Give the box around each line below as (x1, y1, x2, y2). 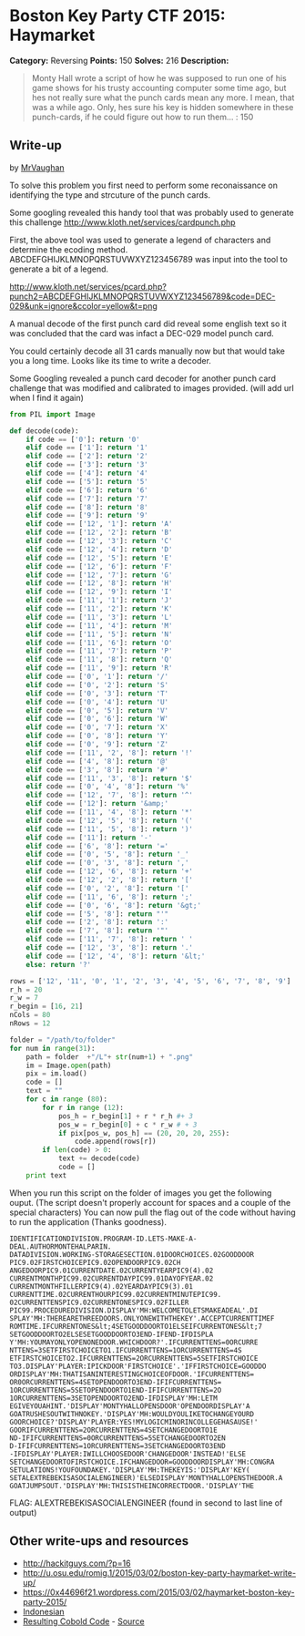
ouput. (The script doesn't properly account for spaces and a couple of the (9, 1197, 291, 1208)
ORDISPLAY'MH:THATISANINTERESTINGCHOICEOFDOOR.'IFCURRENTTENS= (9, 1369, 255, 1379)
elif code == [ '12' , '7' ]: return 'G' (25, 571, 173, 580)
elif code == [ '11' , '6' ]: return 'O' (25, 638, 173, 647)
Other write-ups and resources (9, 1533, 189, 1549)
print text (25, 1170, 67, 1180)
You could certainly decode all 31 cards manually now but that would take (9, 345, 285, 356)
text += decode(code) (57, 1154, 141, 1163)
